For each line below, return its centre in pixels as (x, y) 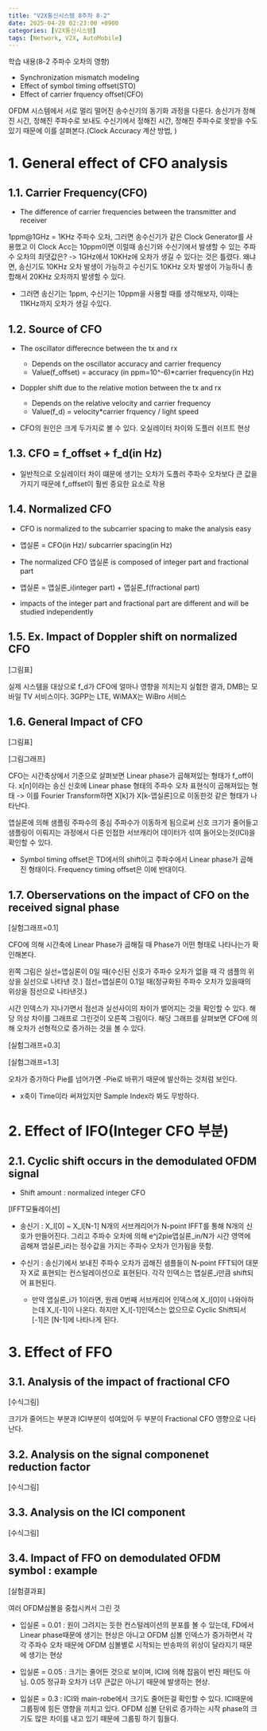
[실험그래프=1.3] (34, 1062)
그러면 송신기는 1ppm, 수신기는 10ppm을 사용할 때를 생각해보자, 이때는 (130, 294)
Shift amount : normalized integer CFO (82, 1193)
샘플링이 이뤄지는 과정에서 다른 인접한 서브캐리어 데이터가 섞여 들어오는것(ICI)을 (132, 833)
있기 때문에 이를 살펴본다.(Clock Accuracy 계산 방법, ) (93, 131)
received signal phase (64, 907)
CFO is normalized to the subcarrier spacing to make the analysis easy (135, 528)
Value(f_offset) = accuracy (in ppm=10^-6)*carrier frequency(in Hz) (143, 372)
